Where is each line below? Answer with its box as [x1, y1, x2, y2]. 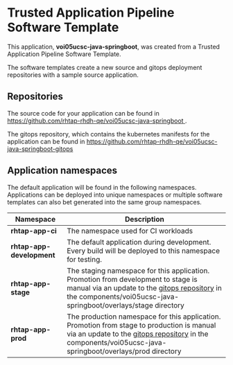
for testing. [67, 254, 103, 264]
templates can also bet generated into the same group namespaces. [7, 197, 202, 206]
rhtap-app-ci [10, 226, 57, 235]
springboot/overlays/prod [67, 346, 150, 356]
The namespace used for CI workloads [67, 226, 193, 235]
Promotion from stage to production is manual [67, 320, 216, 330]
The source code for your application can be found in [7, 109, 159, 117]
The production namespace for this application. [67, 312, 221, 321]
